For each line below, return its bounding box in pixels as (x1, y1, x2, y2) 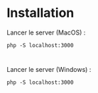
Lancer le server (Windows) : (6, 66, 92, 74)
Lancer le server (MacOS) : (6, 28, 86, 37)
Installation (6, 5, 75, 21)
